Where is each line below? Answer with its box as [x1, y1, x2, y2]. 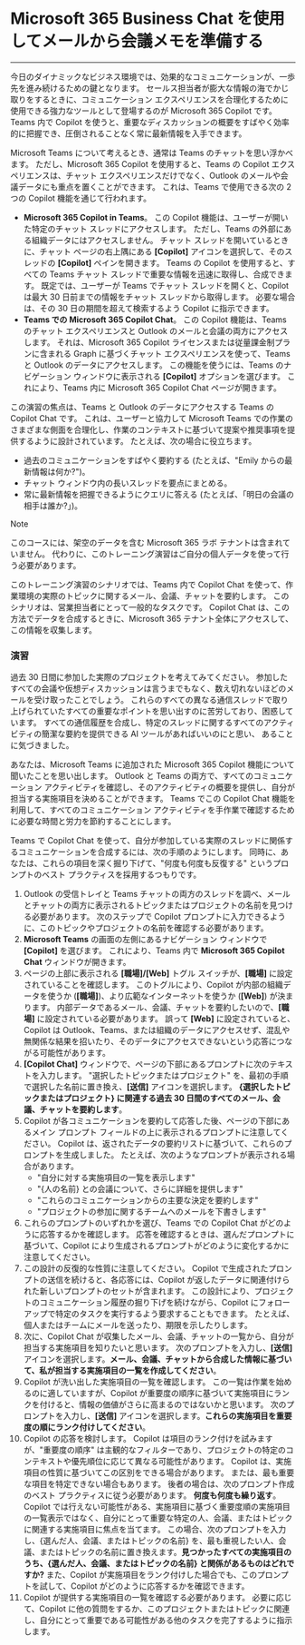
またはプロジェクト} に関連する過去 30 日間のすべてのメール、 [39, 1093, 273, 1104]
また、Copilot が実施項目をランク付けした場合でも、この [45, 1570, 258, 1581]
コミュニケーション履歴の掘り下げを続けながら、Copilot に [39, 1297, 259, 1308]
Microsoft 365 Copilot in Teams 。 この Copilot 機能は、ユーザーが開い [23, 212, 289, 222]
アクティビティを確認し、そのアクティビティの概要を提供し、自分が [43, 782, 295, 793]
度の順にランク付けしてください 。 [23, 1422, 150, 1433]
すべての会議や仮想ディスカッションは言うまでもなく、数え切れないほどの [10, 683, 287, 694]
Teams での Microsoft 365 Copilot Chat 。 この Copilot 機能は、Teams [23, 314, 288, 325]
